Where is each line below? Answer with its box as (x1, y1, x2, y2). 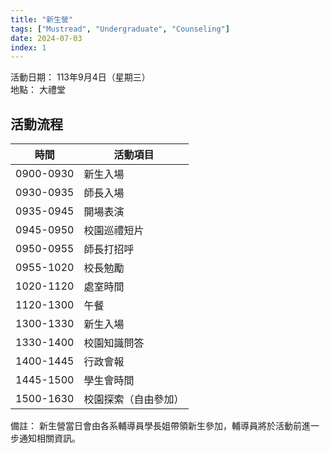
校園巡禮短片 (83, 224, 145, 238)
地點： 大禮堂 (10, 84, 66, 96)
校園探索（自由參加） (83, 392, 185, 406)
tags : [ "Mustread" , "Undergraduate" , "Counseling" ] (10, 24, 230, 34)
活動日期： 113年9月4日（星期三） (10, 71, 151, 83)
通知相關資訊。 (18, 432, 81, 445)
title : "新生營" (10, 14, 74, 25)
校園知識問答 (83, 336, 145, 350)
